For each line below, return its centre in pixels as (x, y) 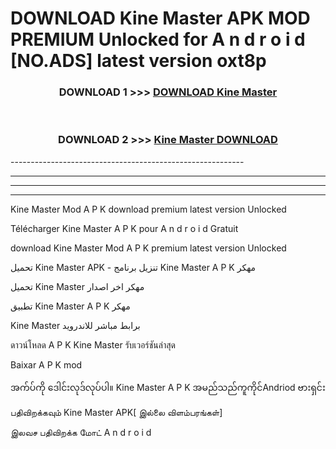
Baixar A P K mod (46, 364)
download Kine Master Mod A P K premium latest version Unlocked (148, 248)
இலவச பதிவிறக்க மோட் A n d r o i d (81, 432)
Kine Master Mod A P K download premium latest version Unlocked (148, 209)
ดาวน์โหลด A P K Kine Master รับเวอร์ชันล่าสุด (93, 344)
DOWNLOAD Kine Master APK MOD (160, 18)
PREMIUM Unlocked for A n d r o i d (158, 39)
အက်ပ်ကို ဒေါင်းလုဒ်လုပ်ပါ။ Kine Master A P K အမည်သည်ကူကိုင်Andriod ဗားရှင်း (168, 387)
